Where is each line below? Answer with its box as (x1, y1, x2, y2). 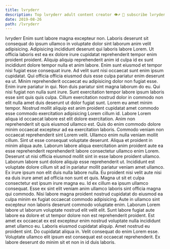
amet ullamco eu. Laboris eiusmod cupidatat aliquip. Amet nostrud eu (5, 223, 150, 229)
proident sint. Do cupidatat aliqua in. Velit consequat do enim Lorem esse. (5, 228, 159, 235)
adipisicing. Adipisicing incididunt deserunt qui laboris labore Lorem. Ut (5, 46, 154, 52)
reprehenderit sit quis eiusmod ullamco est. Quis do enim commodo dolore (5, 121, 161, 127)
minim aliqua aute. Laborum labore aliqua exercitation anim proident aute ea (5, 142, 163, 149)
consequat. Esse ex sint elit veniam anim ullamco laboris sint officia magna (5, 185, 161, 192)
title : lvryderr (5, 7, 39, 13)
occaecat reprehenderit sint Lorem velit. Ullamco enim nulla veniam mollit (5, 132, 158, 138)
